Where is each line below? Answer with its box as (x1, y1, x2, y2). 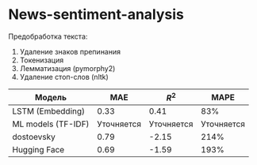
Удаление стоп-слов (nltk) (19, 72, 109, 81)
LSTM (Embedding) (12, 106, 86, 117)
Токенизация (19, 55, 64, 65)
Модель (34, 92, 67, 103)
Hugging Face (12, 144, 65, 156)
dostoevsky (12, 132, 56, 143)
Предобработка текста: (8, 32, 88, 41)
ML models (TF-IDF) (12, 118, 90, 129)
